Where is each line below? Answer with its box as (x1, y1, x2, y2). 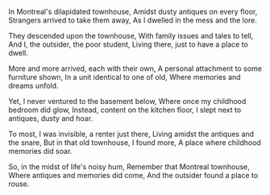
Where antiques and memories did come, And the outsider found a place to (8, 171, 259, 180)
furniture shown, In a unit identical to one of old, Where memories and (8, 73, 241, 81)
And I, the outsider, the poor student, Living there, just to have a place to (8, 39, 248, 49)
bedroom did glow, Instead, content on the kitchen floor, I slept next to (8, 105, 242, 114)
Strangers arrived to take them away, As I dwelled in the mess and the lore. (8, 15, 258, 25)
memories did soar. (8, 147, 73, 156)
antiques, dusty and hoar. (8, 114, 93, 123)
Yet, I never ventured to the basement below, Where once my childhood (8, 97, 247, 106)
